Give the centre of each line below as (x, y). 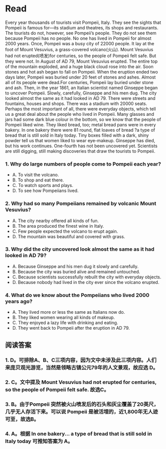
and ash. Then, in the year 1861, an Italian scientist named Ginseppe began (81, 88)
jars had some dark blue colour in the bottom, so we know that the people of (83, 119)
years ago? (19, 301)
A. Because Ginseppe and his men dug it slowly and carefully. (75, 266)
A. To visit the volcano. (36, 175)
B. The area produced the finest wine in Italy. (58, 226)
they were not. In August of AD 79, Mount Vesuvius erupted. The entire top (81, 61)
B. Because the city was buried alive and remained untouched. (76, 271)
